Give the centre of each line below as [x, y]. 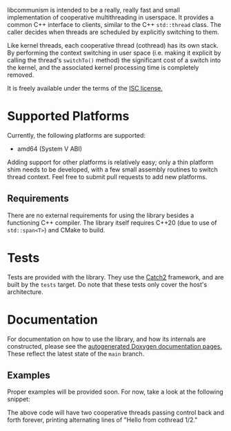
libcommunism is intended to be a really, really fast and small [94, 10]
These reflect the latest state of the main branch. [76, 354]
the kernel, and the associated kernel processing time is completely [103, 67]
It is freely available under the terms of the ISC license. [85, 88]
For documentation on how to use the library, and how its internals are [107, 339]
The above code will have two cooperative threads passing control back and [115, 413]
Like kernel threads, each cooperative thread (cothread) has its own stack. [113, 45]
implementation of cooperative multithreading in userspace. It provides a [110, 17]
